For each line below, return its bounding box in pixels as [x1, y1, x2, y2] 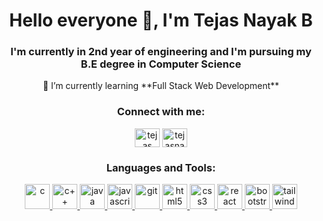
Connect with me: [116, 105, 206, 119]
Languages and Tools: [106, 160, 216, 174]
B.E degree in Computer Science [80, 57, 242, 71]
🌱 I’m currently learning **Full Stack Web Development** [42, 80, 280, 92]
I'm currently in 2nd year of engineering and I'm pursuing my [10, 45, 312, 59]
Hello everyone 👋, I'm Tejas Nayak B [9, 9, 313, 32]
